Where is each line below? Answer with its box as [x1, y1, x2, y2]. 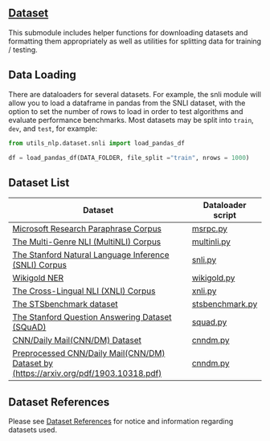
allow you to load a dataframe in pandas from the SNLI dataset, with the [8, 98, 246, 108]
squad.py [191, 316, 227, 328]
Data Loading [8, 68, 76, 82]
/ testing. [8, 44, 38, 55]
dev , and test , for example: [8, 124, 98, 133]
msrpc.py [191, 223, 227, 235]
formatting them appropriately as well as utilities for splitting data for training [8, 36, 262, 46]
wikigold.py [191, 272, 235, 284]
